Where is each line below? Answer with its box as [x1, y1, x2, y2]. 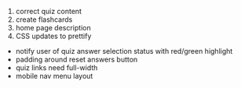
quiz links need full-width [15, 63, 98, 72]
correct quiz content [15, 7, 82, 16]
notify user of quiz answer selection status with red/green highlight [15, 47, 233, 55]
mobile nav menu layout [15, 72, 93, 80]
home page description [15, 23, 92, 32]
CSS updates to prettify [15, 31, 92, 40]
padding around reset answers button [15, 55, 138, 64]
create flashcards [15, 15, 73, 24]
